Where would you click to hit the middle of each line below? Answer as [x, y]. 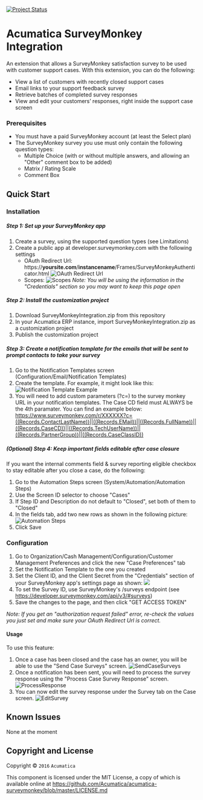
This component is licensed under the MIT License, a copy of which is [93, 777]
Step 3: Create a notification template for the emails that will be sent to [97, 349]
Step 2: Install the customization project [58, 300]
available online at [29, 784]
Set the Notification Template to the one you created [80, 569]
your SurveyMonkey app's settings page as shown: [79, 583]
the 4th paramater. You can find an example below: [79, 409]
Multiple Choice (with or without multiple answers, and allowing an [107, 156]
